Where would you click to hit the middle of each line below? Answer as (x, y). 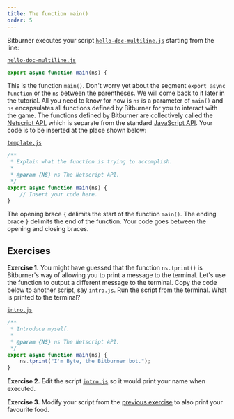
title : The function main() (48, 14)
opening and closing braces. (48, 229)
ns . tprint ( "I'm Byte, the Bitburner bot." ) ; (85, 361)
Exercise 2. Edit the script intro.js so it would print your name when (107, 381)
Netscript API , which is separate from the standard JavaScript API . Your (110, 123)
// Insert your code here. (59, 194)
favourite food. (29, 410)
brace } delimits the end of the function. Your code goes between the (107, 221)
